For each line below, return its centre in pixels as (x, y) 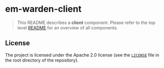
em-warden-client (43, 9)
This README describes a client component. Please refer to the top (86, 23)
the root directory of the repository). (42, 60)
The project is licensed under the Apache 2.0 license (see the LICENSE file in (82, 55)
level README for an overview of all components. (68, 27)
